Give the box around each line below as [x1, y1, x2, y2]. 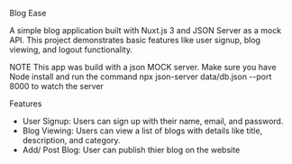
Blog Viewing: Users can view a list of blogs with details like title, [22, 125, 263, 136]
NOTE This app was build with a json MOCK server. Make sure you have [9, 62, 277, 72]
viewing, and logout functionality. [9, 44, 133, 55]
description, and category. [22, 135, 121, 145]
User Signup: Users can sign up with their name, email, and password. [22, 116, 284, 126]
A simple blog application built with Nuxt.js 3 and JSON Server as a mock [9, 25, 282, 35]
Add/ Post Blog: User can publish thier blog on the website [22, 144, 241, 155]
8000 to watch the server [9, 81, 104, 91]
